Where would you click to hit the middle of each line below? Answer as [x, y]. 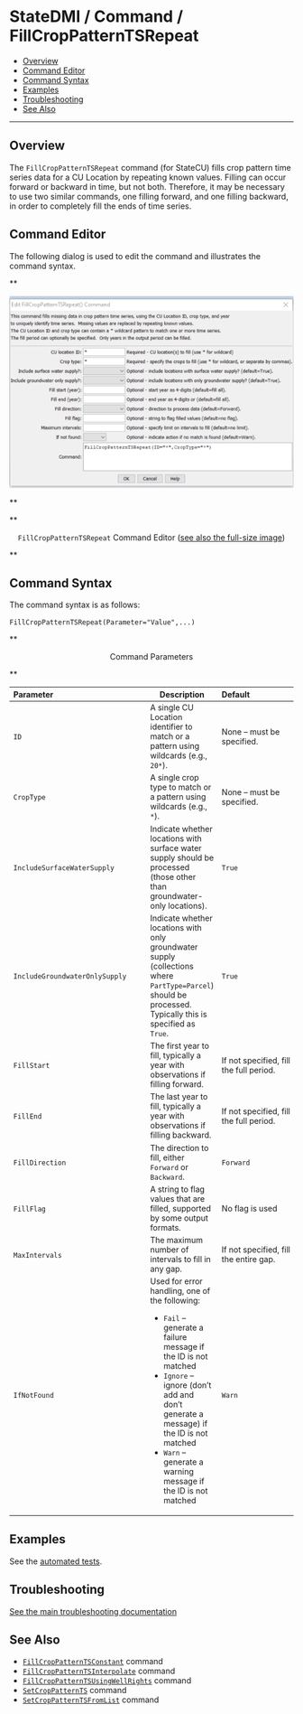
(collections [172, 966]
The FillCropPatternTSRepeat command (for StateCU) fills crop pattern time [150, 167]
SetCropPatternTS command [74, 1691]
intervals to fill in [181, 1260]
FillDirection [40, 1163]
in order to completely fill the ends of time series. [101, 206]
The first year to [180, 1046]
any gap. [166, 1269]
